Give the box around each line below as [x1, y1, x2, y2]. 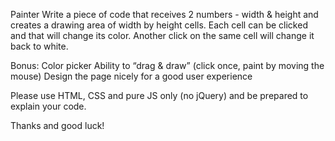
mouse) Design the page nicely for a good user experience [10, 70, 253, 82]
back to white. [10, 40, 69, 52]
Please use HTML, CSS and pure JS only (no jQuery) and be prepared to [10, 90, 309, 101]
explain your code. [10, 100, 87, 112]
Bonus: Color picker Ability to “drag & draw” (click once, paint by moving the [10, 60, 325, 71]
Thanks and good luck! [10, 120, 105, 131]
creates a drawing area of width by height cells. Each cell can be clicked [10, 19, 308, 31]
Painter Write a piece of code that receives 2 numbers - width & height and [10, 9, 319, 20]
